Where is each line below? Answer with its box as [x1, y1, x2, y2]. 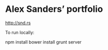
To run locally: [5, 29, 34, 35]
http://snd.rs [5, 20, 31, 26]
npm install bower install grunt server [5, 39, 81, 45]
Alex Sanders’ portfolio [5, 3, 103, 15]
